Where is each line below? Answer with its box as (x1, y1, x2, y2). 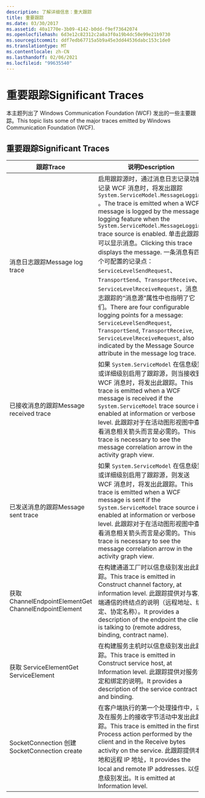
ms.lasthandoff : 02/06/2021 (6, 54, 78, 60)
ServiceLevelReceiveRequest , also (98, 334, 195, 343)
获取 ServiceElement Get (9, 663, 79, 672)
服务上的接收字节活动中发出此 (110, 713, 196, 721)
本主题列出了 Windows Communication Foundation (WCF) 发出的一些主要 (6, 109, 191, 117)
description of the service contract (98, 685, 198, 694)
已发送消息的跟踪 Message (9, 503, 85, 512)
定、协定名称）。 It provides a (98, 608, 180, 616)
